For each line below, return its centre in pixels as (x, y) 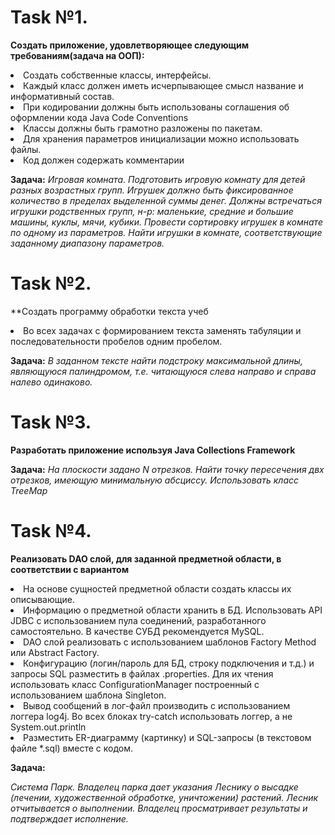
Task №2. (51, 283)
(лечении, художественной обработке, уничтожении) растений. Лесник (164, 797)
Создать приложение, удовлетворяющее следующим (130, 45)
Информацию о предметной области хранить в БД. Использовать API (173, 610)
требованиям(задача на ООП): (77, 55)
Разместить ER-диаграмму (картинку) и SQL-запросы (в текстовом (167, 737)
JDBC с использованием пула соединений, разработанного (138, 620)
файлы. (26, 149)
